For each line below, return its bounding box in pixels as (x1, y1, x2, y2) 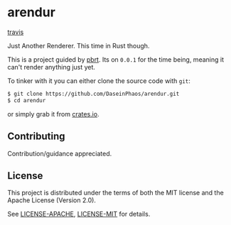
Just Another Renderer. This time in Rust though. (7, 41, 150, 50)
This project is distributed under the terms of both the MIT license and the (7, 189, 224, 197)
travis (7, 28, 24, 36)
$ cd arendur (7, 97, 46, 104)
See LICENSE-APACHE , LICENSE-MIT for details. (7, 210, 151, 219)
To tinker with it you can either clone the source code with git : (7, 76, 190, 85)
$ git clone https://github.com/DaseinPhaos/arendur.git (7, 90, 180, 97)
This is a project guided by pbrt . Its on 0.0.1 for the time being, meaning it (7, 55, 224, 64)
